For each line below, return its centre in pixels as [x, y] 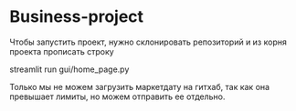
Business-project [77, 17]
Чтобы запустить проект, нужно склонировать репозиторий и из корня [148, 42]
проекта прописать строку [62, 51]
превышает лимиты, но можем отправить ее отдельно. [117, 96]
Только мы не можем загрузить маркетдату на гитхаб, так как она [140, 86]
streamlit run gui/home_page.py [69, 69]
